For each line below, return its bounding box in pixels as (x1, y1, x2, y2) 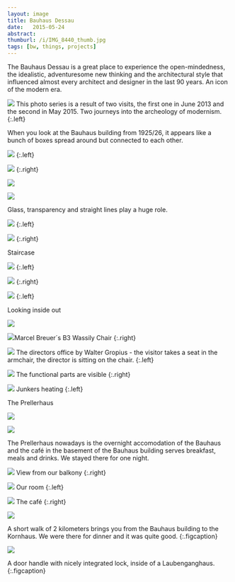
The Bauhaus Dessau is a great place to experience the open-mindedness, (7, 63, 225, 71)
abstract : (7, 30, 37, 37)
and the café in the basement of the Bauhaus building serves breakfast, (7, 446, 216, 455)
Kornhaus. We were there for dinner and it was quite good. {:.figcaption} (7, 532, 218, 540)
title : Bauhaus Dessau (7, 17, 74, 24)
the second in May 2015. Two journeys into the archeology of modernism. (7, 107, 222, 115)
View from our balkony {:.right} (16, 468, 106, 477)
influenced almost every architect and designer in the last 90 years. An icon (7, 78, 228, 86)
